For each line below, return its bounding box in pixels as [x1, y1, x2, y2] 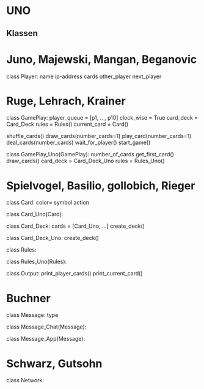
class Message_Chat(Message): [6, 323, 87, 330]
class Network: [6, 377, 45, 384]
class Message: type [6, 311, 59, 319]
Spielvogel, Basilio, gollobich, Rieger [6, 178, 195, 192]
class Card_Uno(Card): [6, 211, 64, 218]
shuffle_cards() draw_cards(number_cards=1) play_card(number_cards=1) [6, 133, 192, 140]
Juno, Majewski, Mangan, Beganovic [6, 53, 197, 66]
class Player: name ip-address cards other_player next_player [6, 73, 162, 80]
